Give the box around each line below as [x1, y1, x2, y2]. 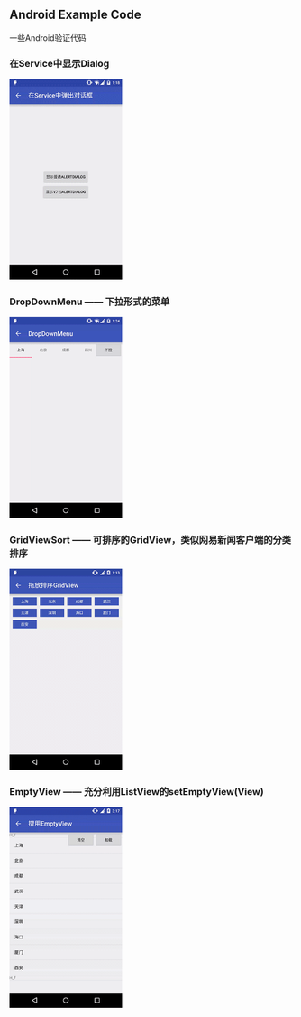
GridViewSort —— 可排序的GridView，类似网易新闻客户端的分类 [9, 533, 291, 546]
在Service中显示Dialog [9, 57, 110, 70]
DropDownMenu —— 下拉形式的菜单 [9, 295, 170, 308]
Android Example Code [9, 7, 141, 23]
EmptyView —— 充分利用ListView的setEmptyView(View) [9, 785, 264, 798]
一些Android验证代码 [9, 32, 87, 43]
